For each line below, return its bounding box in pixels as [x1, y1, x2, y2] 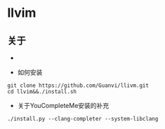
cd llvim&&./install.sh [7, 88, 77, 95]
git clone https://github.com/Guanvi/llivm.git [7, 82, 150, 89]
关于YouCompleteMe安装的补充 [17, 102, 110, 109]
